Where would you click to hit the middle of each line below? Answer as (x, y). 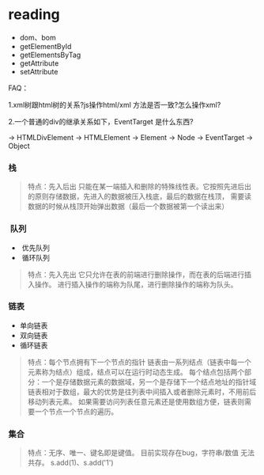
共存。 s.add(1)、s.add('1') (70, 463)
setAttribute (39, 71)
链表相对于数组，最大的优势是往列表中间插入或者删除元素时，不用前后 (142, 391)
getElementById (45, 46)
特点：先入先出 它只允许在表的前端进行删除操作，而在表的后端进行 (136, 274)
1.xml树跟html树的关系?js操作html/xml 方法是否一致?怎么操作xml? (115, 104)
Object (19, 146)
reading (34, 15)
